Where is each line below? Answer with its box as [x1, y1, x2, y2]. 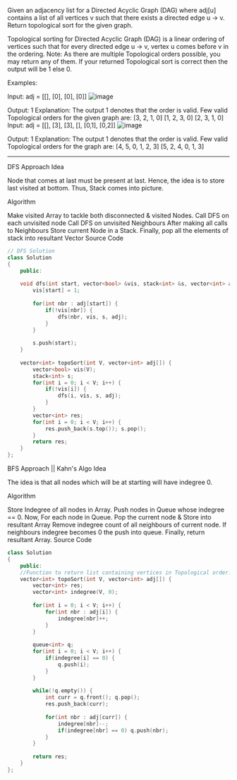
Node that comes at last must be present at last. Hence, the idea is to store [7, 176, 225, 185]
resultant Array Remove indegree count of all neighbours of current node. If [7, 520, 227, 529]
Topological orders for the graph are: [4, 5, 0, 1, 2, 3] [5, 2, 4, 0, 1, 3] [7, 142, 205, 151]
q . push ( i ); [57, 661, 90, 668]
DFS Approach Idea [7, 163, 65, 171]
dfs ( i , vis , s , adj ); [57, 392, 121, 399]
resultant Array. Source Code [7, 536, 92, 544]
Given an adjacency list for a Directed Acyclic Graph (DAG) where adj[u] [7, 6, 217, 14]
